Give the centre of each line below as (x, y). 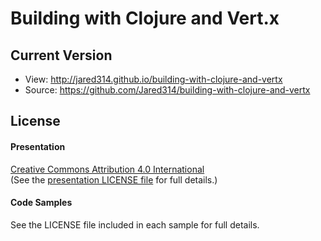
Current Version (61, 55)
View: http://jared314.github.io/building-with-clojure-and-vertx (153, 79)
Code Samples (41, 203)
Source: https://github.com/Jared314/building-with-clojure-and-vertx (167, 90)
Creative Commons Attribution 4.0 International (107, 169)
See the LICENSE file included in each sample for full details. (135, 224)
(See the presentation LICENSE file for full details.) (114, 179)
